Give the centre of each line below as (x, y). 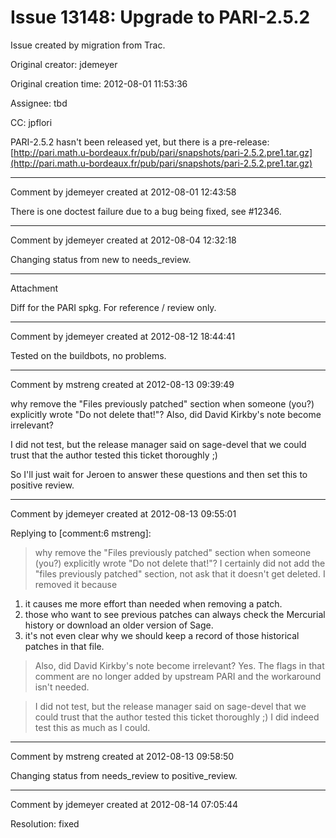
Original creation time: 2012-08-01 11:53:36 (99, 83)
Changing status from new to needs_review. (101, 259)
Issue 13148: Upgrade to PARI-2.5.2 (160, 17)
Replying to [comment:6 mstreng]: (81, 533)
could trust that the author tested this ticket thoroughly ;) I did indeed (177, 717)
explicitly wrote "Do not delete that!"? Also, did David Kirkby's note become (166, 414)
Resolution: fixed (45, 823)
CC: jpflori (31, 122)
